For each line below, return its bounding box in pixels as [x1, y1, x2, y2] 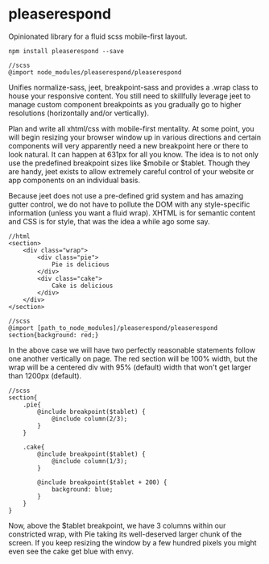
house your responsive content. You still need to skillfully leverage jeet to [8, 90, 251, 101]
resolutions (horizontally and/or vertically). [8, 108, 149, 118]
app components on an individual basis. [8, 175, 141, 185]
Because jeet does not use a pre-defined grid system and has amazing [8, 190, 244, 200]
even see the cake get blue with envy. [8, 546, 134, 556]
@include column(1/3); [51, 457, 128, 465]
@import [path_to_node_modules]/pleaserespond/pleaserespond [8, 324, 218, 332]
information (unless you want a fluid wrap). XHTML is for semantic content [8, 207, 256, 218]
